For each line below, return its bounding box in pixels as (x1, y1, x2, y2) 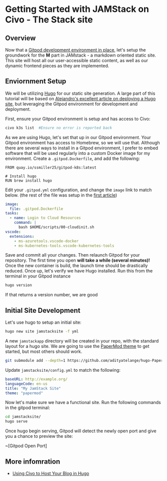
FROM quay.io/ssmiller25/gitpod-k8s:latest (5, 165, 97, 170)
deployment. (5, 106, 31, 112)
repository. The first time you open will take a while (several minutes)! (5, 257, 150, 264)
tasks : (5, 211, 19, 216)
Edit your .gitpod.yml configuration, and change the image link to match (5, 187, 152, 193)
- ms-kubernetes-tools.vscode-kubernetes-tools (14, 243, 114, 248)
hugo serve (5, 419, 28, 424)
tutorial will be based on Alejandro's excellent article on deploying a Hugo (5, 95, 156, 101)
